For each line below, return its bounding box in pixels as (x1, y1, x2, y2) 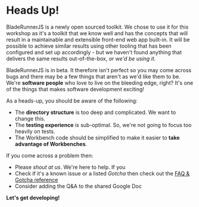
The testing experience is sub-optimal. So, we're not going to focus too (14, 121, 192, 128)
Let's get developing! (6, 194, 60, 201)
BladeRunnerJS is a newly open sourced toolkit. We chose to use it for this (6, 23, 189, 30)
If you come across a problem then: (6, 152, 94, 159)
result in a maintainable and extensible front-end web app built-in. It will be (6, 36, 190, 43)
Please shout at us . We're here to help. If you (14, 163, 126, 171)
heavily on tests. (14, 128, 55, 135)
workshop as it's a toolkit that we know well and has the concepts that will (6, 29, 188, 36)
